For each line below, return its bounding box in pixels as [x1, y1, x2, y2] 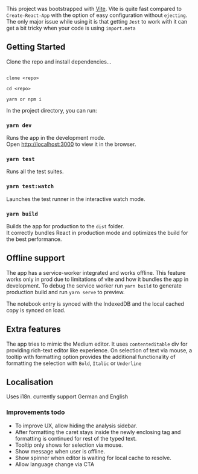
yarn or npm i [6, 96, 42, 102]
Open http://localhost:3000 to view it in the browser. [6, 140, 136, 148]
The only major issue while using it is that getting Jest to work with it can [6, 18, 188, 25]
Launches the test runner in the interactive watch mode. [6, 195, 146, 202]
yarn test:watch [6, 183, 54, 190]
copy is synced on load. [6, 306, 66, 314]
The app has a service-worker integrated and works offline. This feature [6, 269, 186, 276]
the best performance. [6, 235, 62, 243]
